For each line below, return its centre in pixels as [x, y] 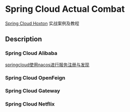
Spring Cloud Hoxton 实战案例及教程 [42, 23]
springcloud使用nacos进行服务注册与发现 [47, 65]
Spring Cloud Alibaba [31, 53]
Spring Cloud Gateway [33, 91]
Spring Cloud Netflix [30, 104]
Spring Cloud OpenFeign [35, 77]
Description [23, 39]
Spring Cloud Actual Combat [65, 9]
